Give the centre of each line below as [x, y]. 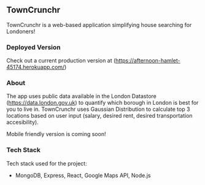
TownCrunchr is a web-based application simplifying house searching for [99, 25]
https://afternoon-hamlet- [148, 61]
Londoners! [21, 31]
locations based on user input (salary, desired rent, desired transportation [99, 116]
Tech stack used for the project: [47, 163]
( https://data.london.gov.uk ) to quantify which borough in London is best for [102, 103]
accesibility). [22, 123]
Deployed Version [33, 47]
